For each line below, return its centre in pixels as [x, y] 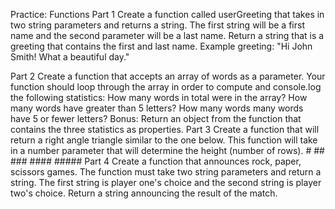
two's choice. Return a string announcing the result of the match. [144, 193]
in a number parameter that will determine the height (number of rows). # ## [167, 150]
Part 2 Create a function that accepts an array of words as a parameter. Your [168, 76]
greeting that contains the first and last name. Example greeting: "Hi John [161, 46]
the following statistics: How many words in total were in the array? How [159, 97]
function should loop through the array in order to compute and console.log [166, 87]
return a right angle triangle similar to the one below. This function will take [164, 140]
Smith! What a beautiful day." [70, 57]
